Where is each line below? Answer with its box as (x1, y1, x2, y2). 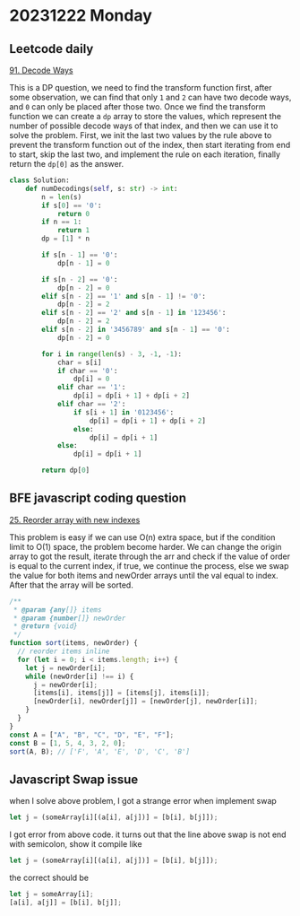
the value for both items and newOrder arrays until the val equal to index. (9, 570, 279, 580)
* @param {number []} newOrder (13, 614, 126, 623)
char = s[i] (56, 358, 102, 367)
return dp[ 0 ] (41, 466, 90, 475)
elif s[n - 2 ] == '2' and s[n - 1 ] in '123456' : (41, 309, 227, 318)
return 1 (56, 226, 90, 235)
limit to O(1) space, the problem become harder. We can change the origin (9, 541, 282, 552)
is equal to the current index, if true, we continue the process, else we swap (9, 560, 289, 571)
